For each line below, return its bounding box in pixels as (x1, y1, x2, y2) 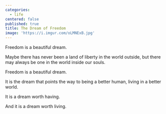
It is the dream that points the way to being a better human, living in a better (5, 78, 161, 84)
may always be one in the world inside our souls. (5, 59, 106, 65)
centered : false (5, 16, 39, 21)
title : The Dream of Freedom (5, 26, 66, 31)
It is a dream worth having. (5, 93, 60, 99)
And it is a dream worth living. (5, 103, 66, 109)
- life (9, 12, 23, 17)
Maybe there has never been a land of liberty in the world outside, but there (5, 54, 161, 60)
